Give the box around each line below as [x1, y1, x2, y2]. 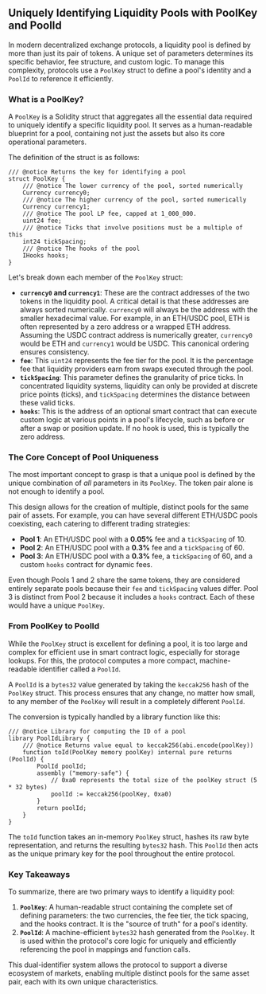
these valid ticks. [19, 398, 75, 408]
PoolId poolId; [37, 762, 87, 770]
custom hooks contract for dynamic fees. [19, 560, 153, 569]
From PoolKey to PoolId [8, 620, 100, 632]
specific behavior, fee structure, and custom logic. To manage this [8, 57, 225, 66]
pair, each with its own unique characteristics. [8, 977, 159, 986]
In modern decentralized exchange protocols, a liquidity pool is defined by [8, 40, 252, 49]
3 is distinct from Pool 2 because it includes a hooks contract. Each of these [8, 593, 256, 602]
